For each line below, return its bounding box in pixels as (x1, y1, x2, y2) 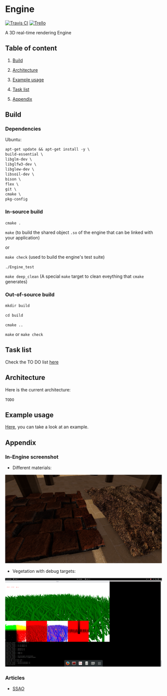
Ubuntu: (5, 137, 22, 143)
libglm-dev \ (5, 157, 32, 162)
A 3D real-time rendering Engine (5, 29, 72, 35)
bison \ (5, 177, 21, 182)
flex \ (5, 182, 19, 187)
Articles (5, 674, 25, 681)
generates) (5, 278, 28, 285)
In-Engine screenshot (5, 453, 59, 460)
